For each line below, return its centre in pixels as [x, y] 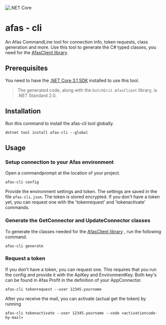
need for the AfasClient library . [37, 52]
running [13, 304]
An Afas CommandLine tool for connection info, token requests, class [77, 42]
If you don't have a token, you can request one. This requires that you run [81, 269]
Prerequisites [26, 68]
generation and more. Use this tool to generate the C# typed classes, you [81, 47]
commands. [17, 208]
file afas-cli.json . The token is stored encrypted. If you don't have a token [82, 197]
